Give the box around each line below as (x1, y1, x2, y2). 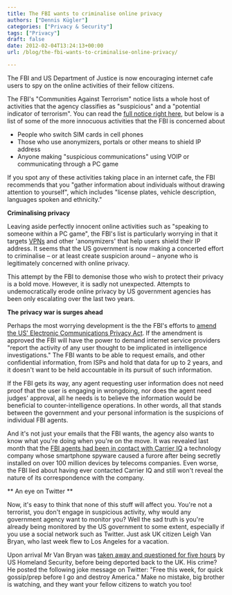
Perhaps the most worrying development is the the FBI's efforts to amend (7, 321, 217, 329)
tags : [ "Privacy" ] (7, 29, 60, 37)
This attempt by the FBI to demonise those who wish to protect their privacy (7, 272, 224, 281)
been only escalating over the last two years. (7, 294, 135, 302)
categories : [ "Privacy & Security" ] (7, 23, 113, 30)
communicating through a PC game (17, 159, 119, 168)
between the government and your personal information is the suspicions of (7, 408, 224, 417)
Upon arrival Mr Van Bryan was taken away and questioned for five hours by (7, 551, 225, 559)
